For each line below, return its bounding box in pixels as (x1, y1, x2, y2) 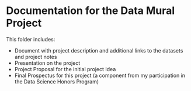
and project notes (14, 53, 57, 60)
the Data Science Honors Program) (14, 78, 99, 85)
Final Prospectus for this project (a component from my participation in (14, 72, 186, 79)
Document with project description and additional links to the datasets (14, 47, 183, 54)
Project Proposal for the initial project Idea (14, 65, 116, 72)
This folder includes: (6, 36, 55, 43)
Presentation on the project (14, 60, 81, 66)
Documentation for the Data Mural (6, 4, 175, 17)
